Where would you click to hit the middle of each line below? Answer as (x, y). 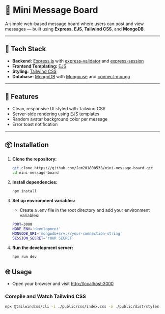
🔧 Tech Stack (26, 49)
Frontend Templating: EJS (39, 66)
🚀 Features (22, 97)
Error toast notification (35, 124)
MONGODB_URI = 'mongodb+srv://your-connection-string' (67, 233)
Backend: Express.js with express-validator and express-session (78, 61)
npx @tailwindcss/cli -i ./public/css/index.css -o (59, 307)
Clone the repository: (34, 159)
